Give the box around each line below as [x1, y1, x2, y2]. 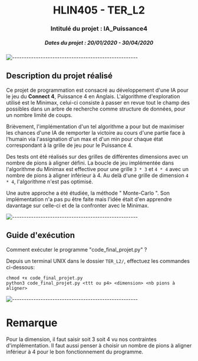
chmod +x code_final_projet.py [6, 275, 83, 281]
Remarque [6, 316, 58, 329]
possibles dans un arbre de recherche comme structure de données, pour [6, 105, 186, 112]
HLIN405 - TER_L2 [52, 4, 146, 17]
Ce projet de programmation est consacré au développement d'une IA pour [6, 86, 189, 93]
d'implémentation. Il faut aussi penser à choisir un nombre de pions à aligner [6, 342, 192, 349]
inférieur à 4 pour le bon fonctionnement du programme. [6, 348, 143, 355]
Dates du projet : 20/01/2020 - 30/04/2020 [44, 39, 154, 46]
